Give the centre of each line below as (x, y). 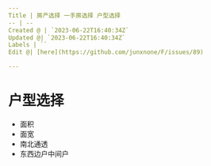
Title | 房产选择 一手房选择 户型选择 (65, 15)
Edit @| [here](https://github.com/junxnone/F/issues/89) (106, 52)
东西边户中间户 (44, 153)
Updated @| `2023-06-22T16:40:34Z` (67, 38)
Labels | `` (28, 45)
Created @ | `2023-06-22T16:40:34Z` (69, 30)
